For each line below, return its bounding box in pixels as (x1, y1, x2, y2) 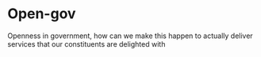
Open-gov (7, 5, 76, 23)
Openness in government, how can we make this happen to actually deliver (7, 31, 253, 40)
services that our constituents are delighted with (7, 39, 166, 48)
